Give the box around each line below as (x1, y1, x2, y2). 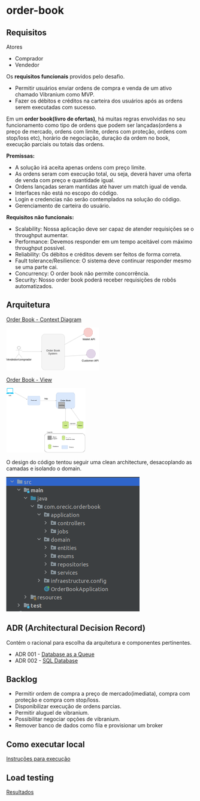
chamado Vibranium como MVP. (14, 91, 95, 98)
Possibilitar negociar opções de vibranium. (14, 715, 121, 723)
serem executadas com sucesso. (14, 104, 97, 111)
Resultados (6, 788, 34, 796)
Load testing (6, 772, 54, 782)
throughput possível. (14, 244, 66, 252)
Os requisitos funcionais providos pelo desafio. (6, 73, 125, 80)
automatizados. (14, 283, 53, 289)
